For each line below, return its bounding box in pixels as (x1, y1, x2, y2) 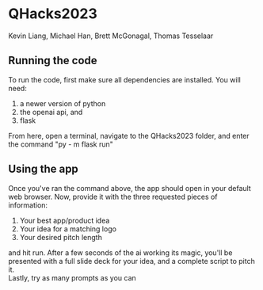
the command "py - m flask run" (8, 139, 113, 149)
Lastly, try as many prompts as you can (8, 273, 136, 282)
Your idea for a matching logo (19, 223, 117, 234)
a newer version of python (19, 98, 106, 108)
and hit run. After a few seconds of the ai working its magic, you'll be (8, 247, 233, 258)
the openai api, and (19, 107, 83, 116)
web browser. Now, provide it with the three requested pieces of (8, 192, 218, 201)
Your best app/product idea (19, 216, 110, 225)
